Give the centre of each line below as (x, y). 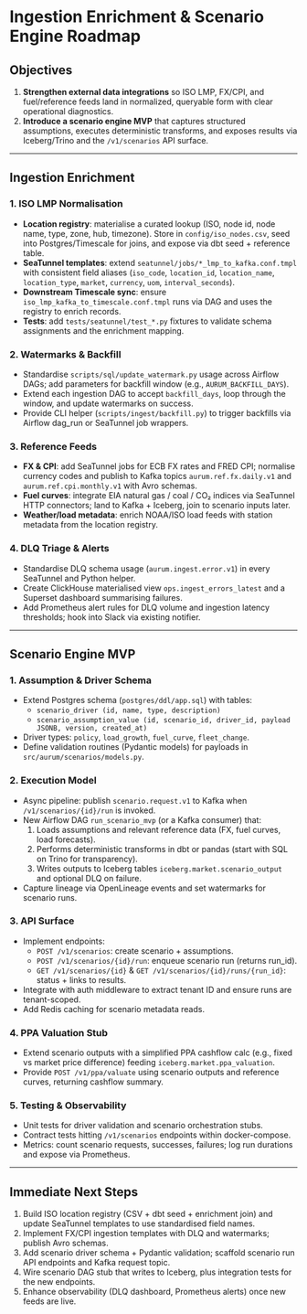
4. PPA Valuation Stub (58, 1032)
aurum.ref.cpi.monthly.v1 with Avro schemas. (110, 486)
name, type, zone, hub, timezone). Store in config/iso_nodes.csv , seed (156, 233)
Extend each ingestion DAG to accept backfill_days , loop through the (154, 393)
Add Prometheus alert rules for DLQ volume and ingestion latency (146, 607)
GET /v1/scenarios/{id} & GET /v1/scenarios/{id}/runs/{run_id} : (161, 970)
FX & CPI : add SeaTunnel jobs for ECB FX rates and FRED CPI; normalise (159, 466)
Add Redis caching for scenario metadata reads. (114, 1009)
